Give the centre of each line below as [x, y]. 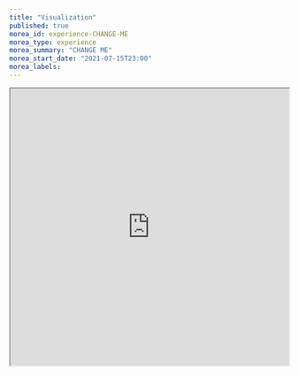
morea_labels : [35, 67]
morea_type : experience [53, 42]
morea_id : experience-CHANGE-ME [69, 34]
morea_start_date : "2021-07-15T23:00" [80, 59]
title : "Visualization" [53, 17]
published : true [39, 26]
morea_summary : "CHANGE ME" [61, 51]
